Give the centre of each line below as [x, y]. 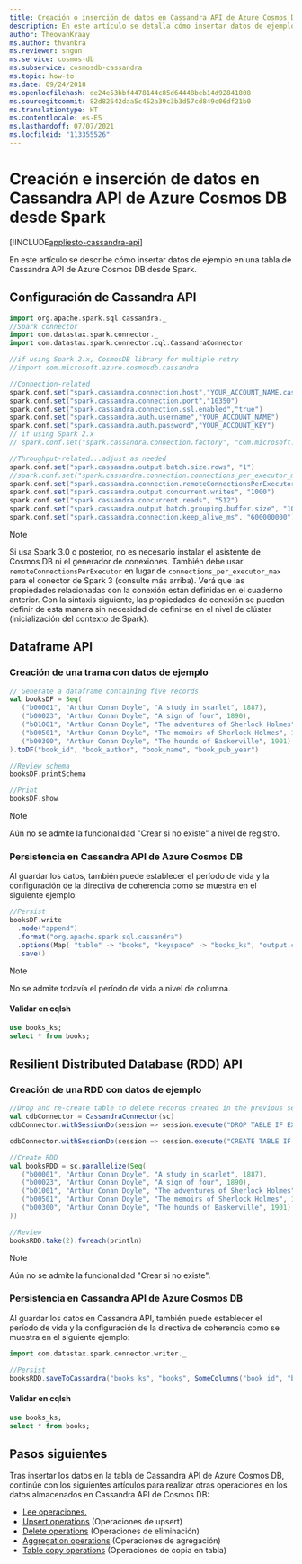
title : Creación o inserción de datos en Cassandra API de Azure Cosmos [148, 18]
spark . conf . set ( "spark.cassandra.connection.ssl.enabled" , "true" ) [136, 409]
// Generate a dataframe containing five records [104, 691]
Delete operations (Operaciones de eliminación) [111, 1531]
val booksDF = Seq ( [46, 699]
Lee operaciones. [54, 1512]
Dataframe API [51, 647]
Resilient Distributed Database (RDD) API [126, 1064]
